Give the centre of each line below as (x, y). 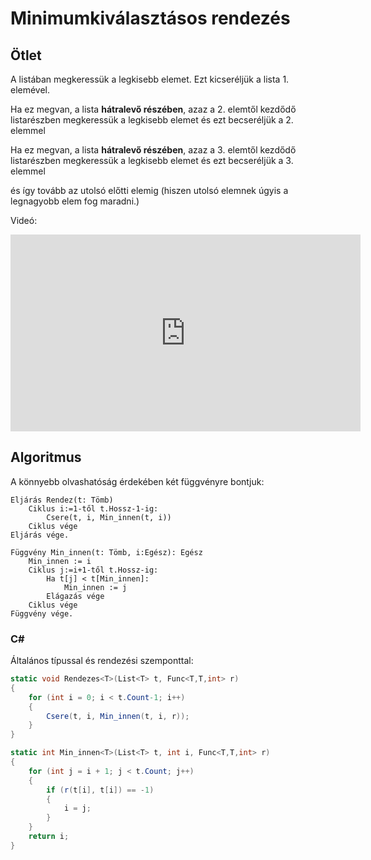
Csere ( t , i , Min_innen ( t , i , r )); (118, 716)
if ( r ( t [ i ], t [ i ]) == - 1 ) (100, 790)
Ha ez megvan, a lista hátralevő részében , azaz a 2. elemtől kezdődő (153, 109)
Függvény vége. (42, 613)
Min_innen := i (60, 561)
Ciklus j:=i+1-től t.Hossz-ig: (93, 570)
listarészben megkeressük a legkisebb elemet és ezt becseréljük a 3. (152, 160)
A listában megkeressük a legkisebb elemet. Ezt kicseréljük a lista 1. (150, 79)
